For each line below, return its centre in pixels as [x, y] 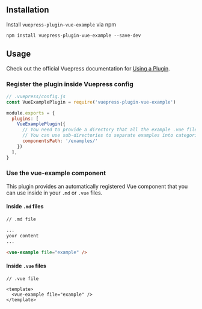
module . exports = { [31, 113]
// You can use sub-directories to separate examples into [97, 136]
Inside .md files [25, 207]
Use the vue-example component [56, 173]
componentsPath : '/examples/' [60, 141]
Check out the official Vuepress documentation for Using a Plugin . [88, 68]
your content [23, 236]
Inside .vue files [26, 266]
